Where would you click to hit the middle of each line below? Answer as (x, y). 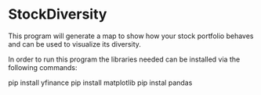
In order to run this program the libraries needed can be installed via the (124, 59)
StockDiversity (58, 14)
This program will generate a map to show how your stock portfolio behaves (131, 36)
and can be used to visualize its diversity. (74, 44)
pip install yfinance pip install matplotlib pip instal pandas (100, 83)
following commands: (43, 67)
